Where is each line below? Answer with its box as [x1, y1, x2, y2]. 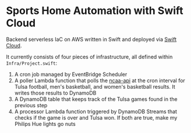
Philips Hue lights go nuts [14, 120, 76, 127]
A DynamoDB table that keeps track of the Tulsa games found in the [14, 95, 178, 103]
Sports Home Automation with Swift [6, 4, 183, 17]
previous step [14, 101, 48, 108]
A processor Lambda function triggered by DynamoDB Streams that [14, 108, 178, 115]
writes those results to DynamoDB [14, 89, 97, 96]
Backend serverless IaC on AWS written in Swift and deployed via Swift [6, 36, 177, 43]
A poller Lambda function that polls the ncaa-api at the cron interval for [14, 77, 185, 84]
